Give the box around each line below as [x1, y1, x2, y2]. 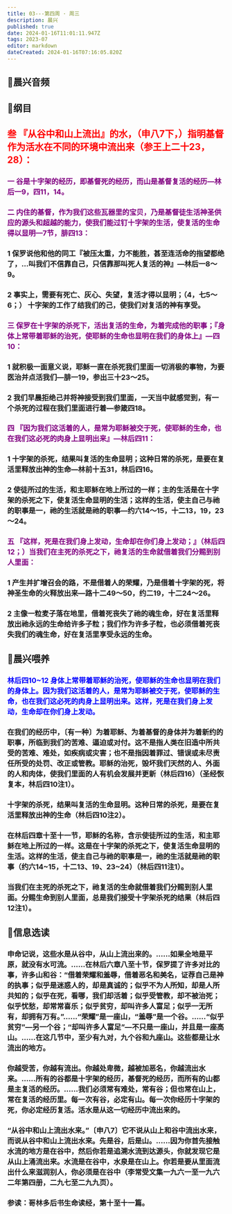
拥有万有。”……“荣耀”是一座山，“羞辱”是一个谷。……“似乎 [28, 1012, 224, 1022]
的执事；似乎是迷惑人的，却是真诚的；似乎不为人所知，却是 [7, 981, 206, 990]
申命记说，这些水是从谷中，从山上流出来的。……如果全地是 [7, 949, 206, 959]
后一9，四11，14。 [7, 187, 69, 197]
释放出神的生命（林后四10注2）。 [21, 810, 130, 820]
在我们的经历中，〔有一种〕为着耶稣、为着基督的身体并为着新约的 [7, 728, 224, 737]
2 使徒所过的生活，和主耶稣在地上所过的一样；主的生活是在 [7, 485, 205, 495]
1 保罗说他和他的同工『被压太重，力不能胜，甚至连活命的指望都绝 [7, 248, 225, 258]
